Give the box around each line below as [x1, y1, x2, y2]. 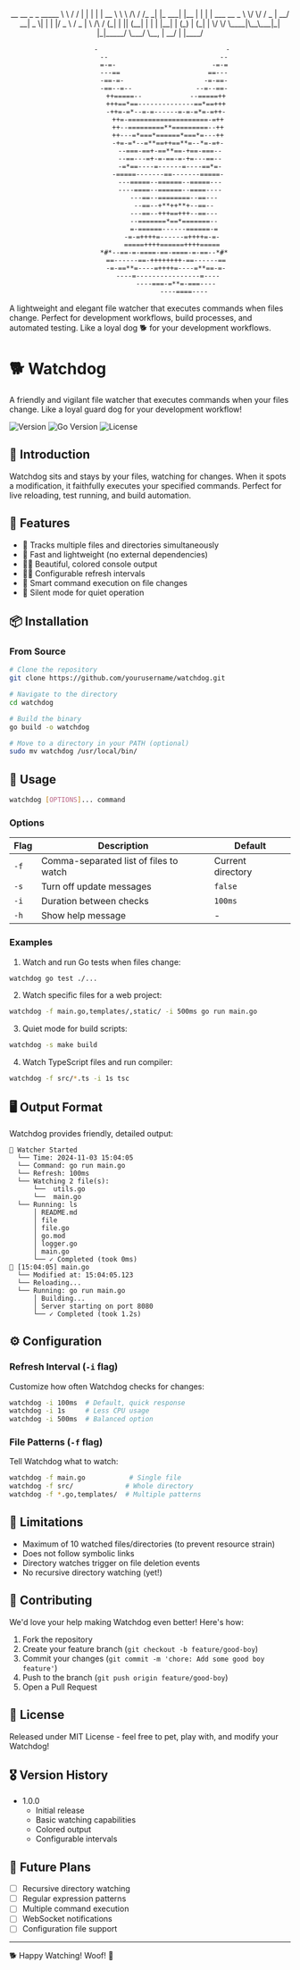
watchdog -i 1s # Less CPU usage [9, 1406, 150, 1415]
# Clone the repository [9, 666, 98, 675]
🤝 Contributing [9, 1593, 93, 1608]
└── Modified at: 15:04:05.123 [17, 1270, 134, 1279]
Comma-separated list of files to [41, 855, 179, 868]
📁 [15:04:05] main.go [9, 1262, 90, 1271]
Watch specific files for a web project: [21, 990, 162, 1001]
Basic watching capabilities [35, 1815, 137, 1825]
